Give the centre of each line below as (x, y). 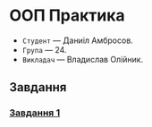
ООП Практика (67, 16)
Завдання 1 (35, 113)
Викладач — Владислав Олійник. (83, 59)
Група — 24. (44, 49)
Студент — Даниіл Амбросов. (78, 40)
